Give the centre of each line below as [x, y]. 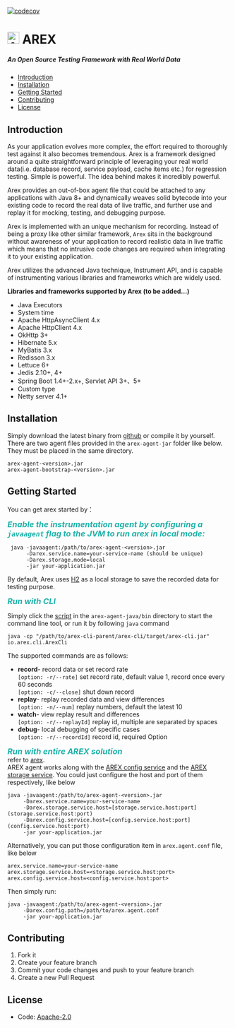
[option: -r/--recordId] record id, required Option [92, 737]
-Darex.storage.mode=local [66, 560]
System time [36, 312]
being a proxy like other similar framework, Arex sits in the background [110, 234]
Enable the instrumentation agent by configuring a [105, 524]
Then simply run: [32, 891]
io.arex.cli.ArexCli [38, 642]
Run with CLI [32, 601]
